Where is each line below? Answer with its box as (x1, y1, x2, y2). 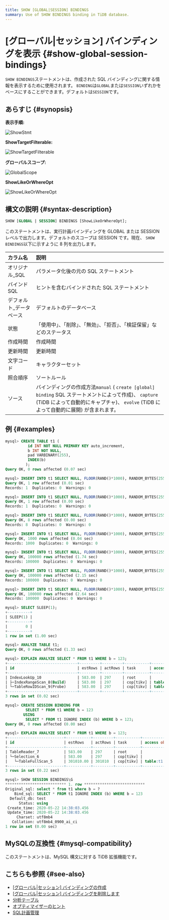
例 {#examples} (5, 425, 55, 434)
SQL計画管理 (12, 909, 39, 915)
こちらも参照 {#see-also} (5, 870, 86, 879)
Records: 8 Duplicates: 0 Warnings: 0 (5, 522, 92, 527)
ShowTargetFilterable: (5, 139, 53, 145)
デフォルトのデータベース (36, 304, 97, 311)
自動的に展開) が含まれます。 (50, 406, 119, 413)
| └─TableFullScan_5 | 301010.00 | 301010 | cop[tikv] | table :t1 (5, 759, 163, 764)
